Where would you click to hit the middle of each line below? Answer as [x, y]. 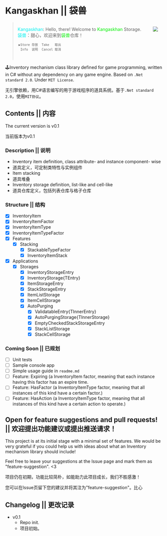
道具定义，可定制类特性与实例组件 [47, 168]
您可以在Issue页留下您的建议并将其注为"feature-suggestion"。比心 [74, 488]
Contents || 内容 [30, 114]
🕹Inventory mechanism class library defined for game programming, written [84, 67]
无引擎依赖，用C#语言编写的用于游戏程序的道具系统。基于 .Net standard [80, 90]
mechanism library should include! [40, 452]
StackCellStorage [53, 334]
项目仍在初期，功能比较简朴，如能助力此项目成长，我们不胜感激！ [73, 477]
